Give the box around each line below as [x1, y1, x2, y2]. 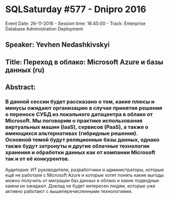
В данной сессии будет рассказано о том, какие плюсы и [5, 98, 155, 105]
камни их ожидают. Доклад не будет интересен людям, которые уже [5, 183, 156, 189]
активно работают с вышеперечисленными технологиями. [5, 188, 133, 194]
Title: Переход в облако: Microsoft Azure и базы [5, 57, 163, 67]
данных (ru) [5, 65, 45, 74]
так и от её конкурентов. [5, 155, 70, 162]
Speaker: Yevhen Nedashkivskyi [5, 41, 110, 49]
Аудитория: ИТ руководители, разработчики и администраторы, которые [5, 167, 164, 173]
